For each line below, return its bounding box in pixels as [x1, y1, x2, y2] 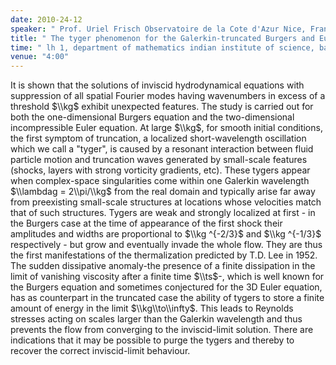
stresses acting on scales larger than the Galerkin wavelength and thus [10, 313, 303, 325]
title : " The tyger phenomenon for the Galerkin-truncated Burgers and [10, 33, 315, 43]
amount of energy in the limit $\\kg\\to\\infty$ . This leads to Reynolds [10, 302, 294, 315]
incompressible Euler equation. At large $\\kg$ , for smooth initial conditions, [10, 122, 323, 134]
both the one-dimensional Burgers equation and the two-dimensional [10, 111, 295, 123]
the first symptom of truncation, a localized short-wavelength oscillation [10, 132, 307, 145]
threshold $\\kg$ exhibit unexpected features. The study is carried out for [10, 101, 314, 113]
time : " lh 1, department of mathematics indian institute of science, [10, 42, 315, 53]
